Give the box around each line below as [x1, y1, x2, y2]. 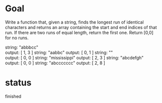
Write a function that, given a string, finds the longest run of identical [5, 19, 144, 25]
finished [5, 93, 22, 99]
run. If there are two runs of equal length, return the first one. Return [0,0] [5, 29, 154, 35]
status [5, 77, 32, 88]
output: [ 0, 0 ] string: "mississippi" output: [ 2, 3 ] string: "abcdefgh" [5, 54, 144, 60]
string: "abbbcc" [5, 44, 39, 50]
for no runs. [5, 35, 29, 41]
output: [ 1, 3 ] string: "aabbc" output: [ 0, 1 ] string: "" [5, 50, 113, 55]
